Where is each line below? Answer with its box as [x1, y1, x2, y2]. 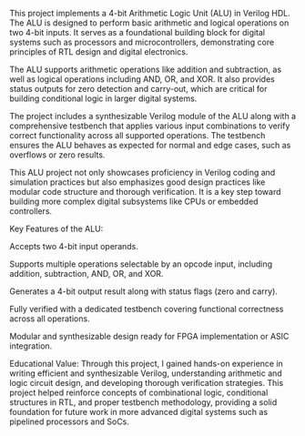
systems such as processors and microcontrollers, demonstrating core [9, 36, 275, 47]
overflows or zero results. [9, 149, 106, 160]
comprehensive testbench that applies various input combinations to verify [9, 120, 290, 131]
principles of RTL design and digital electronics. [9, 46, 188, 57]
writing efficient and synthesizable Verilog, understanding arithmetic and [9, 368, 282, 379]
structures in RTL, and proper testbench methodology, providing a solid [9, 397, 278, 408]
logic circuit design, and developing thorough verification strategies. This [9, 378, 284, 388]
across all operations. [9, 313, 90, 324]
